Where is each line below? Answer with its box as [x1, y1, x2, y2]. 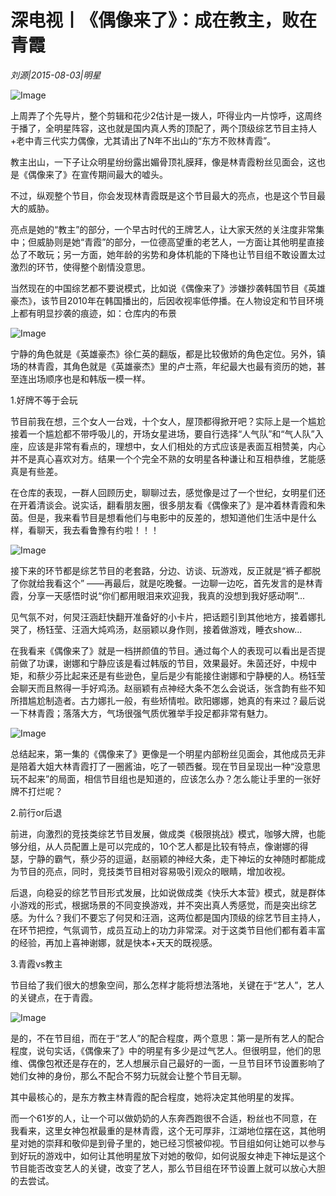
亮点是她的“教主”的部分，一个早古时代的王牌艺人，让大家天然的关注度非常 [10, 223, 317, 235]
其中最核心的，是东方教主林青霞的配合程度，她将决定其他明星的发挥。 [10, 1091, 300, 1103]
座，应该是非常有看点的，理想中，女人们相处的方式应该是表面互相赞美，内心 [10, 440, 326, 452]
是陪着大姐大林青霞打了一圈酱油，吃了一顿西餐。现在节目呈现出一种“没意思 [10, 760, 322, 772]
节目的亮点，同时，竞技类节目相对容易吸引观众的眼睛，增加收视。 [18, 865, 291, 877]
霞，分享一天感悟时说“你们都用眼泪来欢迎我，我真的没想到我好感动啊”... [10, 589, 306, 601]
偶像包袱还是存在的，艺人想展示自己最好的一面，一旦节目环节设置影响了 [27, 1057, 326, 1069]
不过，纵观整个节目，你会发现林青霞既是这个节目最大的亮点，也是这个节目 [10, 189, 317, 201]
